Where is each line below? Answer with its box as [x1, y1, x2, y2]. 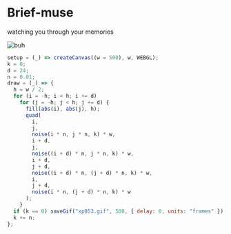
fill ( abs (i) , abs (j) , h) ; [25, 105, 100, 112]
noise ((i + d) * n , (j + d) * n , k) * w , [32, 169, 153, 176]
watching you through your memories [7, 28, 114, 36]
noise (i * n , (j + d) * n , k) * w [32, 189, 131, 195]
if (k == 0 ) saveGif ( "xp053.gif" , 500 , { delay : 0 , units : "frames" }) [13, 208, 224, 215]
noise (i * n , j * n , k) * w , [32, 131, 116, 138]
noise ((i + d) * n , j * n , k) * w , [32, 150, 134, 158]
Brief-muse [7, 5, 74, 21]
